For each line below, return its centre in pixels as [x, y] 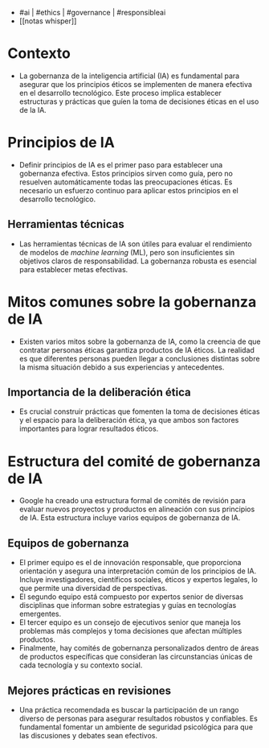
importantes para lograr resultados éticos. [89, 429]
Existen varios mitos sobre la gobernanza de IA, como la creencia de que [140, 341]
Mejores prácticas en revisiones [90, 690]
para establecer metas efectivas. [73, 269]
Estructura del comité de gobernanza [134, 461]
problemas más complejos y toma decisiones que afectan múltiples [130, 631]
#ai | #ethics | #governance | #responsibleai [92, 12]
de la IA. [33, 110]
